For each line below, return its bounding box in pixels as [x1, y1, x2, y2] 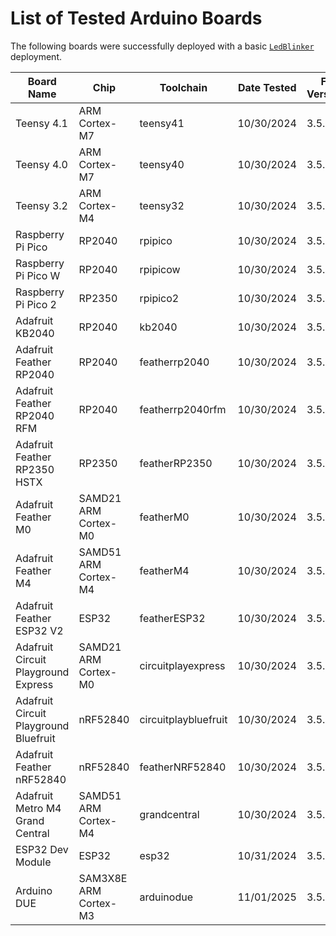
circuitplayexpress [139, 658, 226, 672]
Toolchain [159, 80, 208, 94]
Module [15, 855, 52, 869]
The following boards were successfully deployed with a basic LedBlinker [10, 40, 315, 52]
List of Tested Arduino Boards [10, 7, 263, 30]
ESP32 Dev [15, 842, 69, 856]
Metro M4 [15, 801, 62, 815]
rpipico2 [139, 291, 180, 305]
